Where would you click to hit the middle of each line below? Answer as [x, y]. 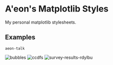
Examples [20, 37]
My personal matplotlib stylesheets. [41, 22]
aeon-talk [15, 48]
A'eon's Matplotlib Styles [57, 9]
